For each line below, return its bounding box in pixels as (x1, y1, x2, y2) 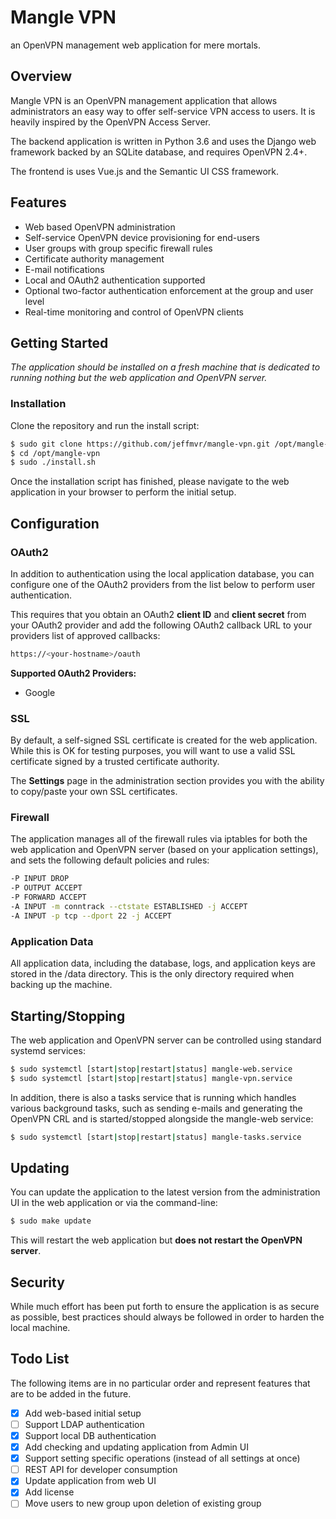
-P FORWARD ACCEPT (10, 892, 87, 903)
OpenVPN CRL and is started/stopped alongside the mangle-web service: (10, 1112, 314, 1125)
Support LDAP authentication (24, 1418, 145, 1430)
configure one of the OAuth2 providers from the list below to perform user (10, 578, 316, 590)
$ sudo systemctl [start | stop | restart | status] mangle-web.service (10, 1064, 293, 1074)
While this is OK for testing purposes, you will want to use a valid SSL (10, 745, 296, 757)
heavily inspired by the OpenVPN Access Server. (10, 116, 211, 128)
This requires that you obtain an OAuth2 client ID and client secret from (10, 608, 307, 620)
